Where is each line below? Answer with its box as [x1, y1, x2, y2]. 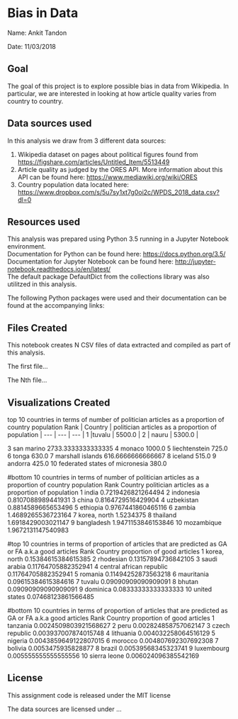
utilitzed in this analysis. [7, 280, 77, 288]
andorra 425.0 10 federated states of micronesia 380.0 [7, 460, 167, 467]
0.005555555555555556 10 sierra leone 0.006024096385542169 [7, 652, 200, 660]
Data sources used [7, 117, 92, 129]
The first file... [7, 362, 48, 371]
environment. [7, 242, 46, 251]
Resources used [7, 215, 80, 228]
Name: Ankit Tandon [7, 28, 67, 37]
